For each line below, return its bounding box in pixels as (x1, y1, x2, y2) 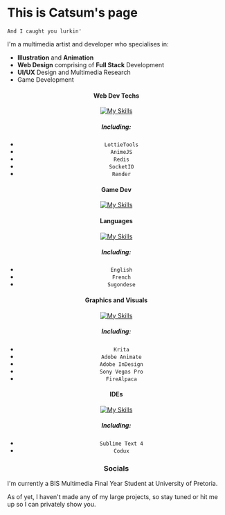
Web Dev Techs (93, 91, 140, 100)
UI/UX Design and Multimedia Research (17, 68, 131, 76)
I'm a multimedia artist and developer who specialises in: (7, 40, 169, 48)
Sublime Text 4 (99, 440, 144, 447)
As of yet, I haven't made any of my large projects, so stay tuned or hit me (7, 493, 218, 501)
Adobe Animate (101, 353, 142, 360)
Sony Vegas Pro (99, 368, 144, 375)
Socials (103, 463, 129, 473)
